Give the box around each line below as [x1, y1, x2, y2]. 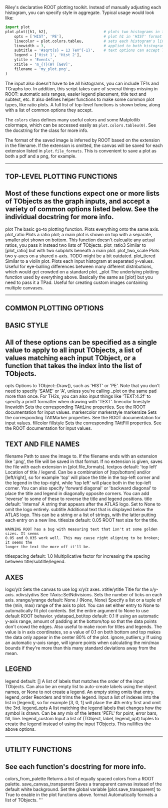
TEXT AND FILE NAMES [5, 440, 80, 448]
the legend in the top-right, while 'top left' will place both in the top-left [5, 480, 151, 486]
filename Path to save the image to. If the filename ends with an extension [5, 453, 157, 459]
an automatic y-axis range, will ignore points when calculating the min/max [5, 639, 159, 646]
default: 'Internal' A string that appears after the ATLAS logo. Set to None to [5, 501, 161, 507]
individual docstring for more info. [5, 213, 114, 221]
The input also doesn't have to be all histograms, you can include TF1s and [5, 80, 159, 86]
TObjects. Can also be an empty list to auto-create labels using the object [5, 683, 157, 689]
